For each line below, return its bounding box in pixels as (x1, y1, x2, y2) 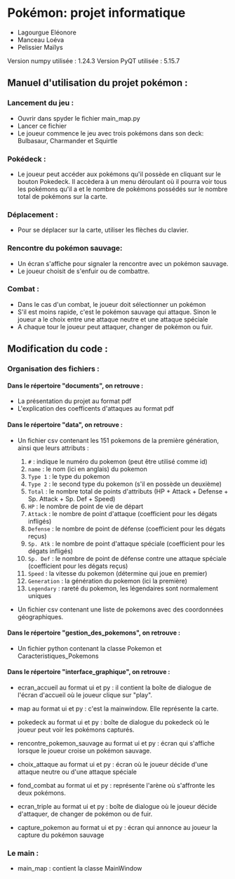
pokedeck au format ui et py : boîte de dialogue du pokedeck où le (17, 718, 210, 726)
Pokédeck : (7, 154, 46, 164)
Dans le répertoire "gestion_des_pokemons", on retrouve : (7, 628, 181, 637)
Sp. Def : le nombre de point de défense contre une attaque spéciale (27, 554, 227, 562)
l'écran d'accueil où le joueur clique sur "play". (17, 690, 153, 699)
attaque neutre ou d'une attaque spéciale (17, 767, 137, 776)
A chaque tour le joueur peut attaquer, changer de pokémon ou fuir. (17, 322, 213, 331)
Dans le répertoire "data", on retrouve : (7, 420, 123, 429)
